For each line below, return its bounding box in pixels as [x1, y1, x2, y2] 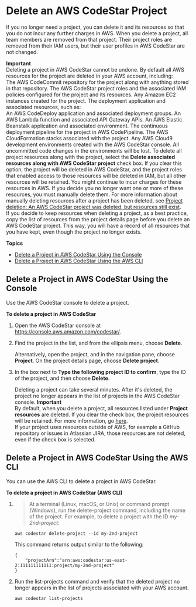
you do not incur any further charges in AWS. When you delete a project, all [6, 29, 188, 36]
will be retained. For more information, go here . [14, 417, 128, 424]
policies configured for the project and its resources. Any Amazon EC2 [6, 91, 177, 98]
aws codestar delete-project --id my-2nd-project [14, 530, 139, 537]
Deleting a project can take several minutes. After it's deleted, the [14, 386, 173, 393]
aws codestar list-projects [14, 595, 83, 601]
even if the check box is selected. [14, 436, 96, 443]
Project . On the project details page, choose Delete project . [14, 357, 160, 364]
